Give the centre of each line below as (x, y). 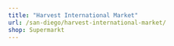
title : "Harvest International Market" (73, 15)
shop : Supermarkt (36, 30)
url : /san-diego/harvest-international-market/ (87, 23)
